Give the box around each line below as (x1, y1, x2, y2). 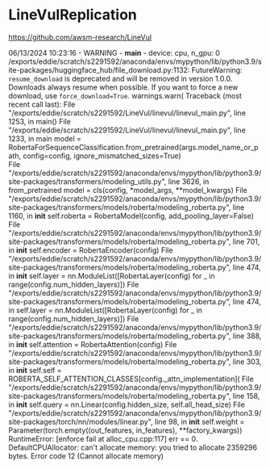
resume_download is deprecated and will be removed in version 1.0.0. (8, 73, 233, 83)
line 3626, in (168, 176, 210, 186)
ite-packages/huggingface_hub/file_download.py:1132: (8, 65, 190, 74)
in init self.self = (8, 365, 62, 375)
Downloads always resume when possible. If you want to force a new (8, 82, 239, 92)
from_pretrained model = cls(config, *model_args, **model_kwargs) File (8, 185, 247, 195)
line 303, (232, 357, 262, 366)
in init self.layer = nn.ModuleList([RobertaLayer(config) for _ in (8, 270, 215, 280)
